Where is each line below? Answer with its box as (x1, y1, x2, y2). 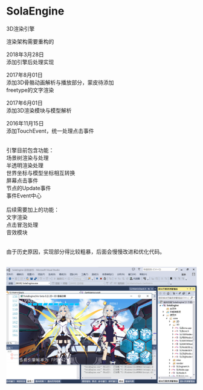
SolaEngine (6, 4, 65, 18)
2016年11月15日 (6, 119, 44, 127)
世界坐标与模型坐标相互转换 (6, 169, 76, 176)
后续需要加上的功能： (6, 206, 59, 213)
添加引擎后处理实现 (6, 58, 54, 65)
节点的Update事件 (6, 184, 51, 191)
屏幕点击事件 (6, 177, 38, 184)
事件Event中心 (6, 192, 42, 199)
